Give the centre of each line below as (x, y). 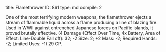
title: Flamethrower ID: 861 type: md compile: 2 (54, 7)
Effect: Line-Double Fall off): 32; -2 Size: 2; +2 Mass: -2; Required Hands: (81, 38)
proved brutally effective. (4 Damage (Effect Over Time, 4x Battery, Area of (83, 33)
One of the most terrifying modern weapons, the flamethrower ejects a (78, 17)
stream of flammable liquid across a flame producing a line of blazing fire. (81, 22)
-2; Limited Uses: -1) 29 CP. (34, 44)
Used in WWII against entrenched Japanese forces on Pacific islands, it (79, 28)
